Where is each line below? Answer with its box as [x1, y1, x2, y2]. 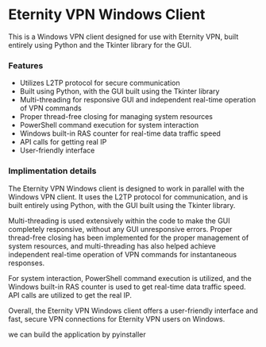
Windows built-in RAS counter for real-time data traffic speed [19, 129, 221, 138]
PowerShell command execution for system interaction [19, 121, 199, 130]
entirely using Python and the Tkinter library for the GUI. [8, 40, 192, 49]
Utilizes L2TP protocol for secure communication [19, 78, 180, 88]
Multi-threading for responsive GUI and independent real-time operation [19, 95, 256, 105]
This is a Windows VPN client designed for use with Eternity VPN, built [8, 32, 239, 41]
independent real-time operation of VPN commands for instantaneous [8, 249, 237, 259]
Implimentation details [8, 165, 97, 176]
